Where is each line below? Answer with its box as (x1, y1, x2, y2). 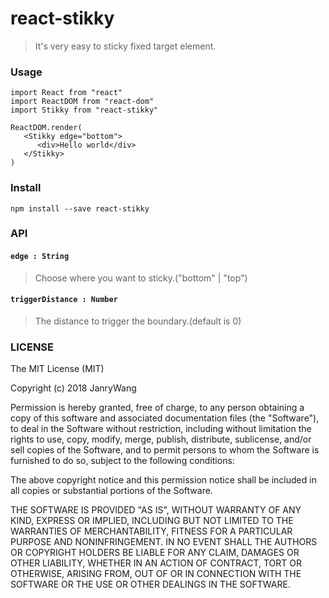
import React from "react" (10, 88, 123, 98)
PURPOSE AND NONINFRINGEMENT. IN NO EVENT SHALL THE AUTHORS (10, 536, 318, 548)
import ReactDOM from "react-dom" (10, 97, 155, 107)
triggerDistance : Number (10, 295, 118, 305)
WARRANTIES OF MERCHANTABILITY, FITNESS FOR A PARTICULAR (10, 525, 293, 537)
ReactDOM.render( (10, 123, 83, 133)
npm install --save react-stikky (10, 203, 150, 214)
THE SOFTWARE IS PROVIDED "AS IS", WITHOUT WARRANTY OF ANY (10, 504, 302, 516)
